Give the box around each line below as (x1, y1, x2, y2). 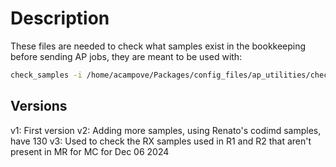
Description (10, 7, 110, 30)
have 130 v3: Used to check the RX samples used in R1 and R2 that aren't (10, 135, 312, 147)
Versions (10, 98, 68, 115)
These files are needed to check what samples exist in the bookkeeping (10, 40, 307, 52)
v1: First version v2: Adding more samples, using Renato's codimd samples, (10, 124, 322, 136)
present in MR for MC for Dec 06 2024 (10, 145, 170, 157)
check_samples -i (10, 70, 83, 80)
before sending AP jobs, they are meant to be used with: (10, 50, 243, 62)
